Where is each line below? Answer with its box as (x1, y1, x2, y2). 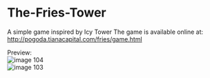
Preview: (7, 48, 32, 57)
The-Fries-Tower (7, 5, 107, 21)
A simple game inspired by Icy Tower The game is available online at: (7, 28, 204, 36)
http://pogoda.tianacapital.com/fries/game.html (7, 35, 143, 43)
